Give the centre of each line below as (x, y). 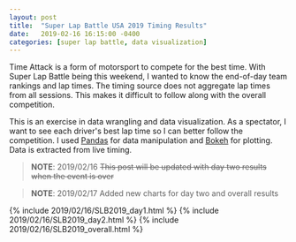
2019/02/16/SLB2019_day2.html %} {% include (94, 220)
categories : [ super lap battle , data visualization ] (108, 42)
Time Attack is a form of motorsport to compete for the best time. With (137, 67)
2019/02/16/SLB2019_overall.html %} (76, 230)
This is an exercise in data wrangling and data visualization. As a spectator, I (148, 122)
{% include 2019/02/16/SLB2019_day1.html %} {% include (114, 211)
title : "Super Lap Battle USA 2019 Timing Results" (108, 26)
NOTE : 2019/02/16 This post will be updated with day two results (149, 167)
